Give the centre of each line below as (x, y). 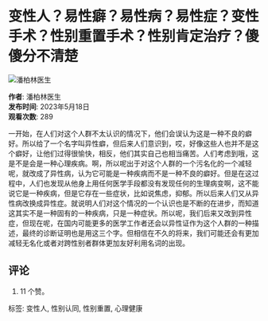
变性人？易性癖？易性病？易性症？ (120, 16)
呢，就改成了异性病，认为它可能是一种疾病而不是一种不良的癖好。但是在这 (130, 173)
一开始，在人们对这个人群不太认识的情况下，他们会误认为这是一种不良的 (126, 133)
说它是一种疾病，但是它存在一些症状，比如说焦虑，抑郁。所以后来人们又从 (130, 193)
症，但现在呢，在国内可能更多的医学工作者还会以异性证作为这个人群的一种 (130, 223)
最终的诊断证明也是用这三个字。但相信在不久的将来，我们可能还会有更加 (140, 233)
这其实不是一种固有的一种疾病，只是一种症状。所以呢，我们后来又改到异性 (130, 213)
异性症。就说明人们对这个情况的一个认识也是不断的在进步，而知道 (151, 203)
